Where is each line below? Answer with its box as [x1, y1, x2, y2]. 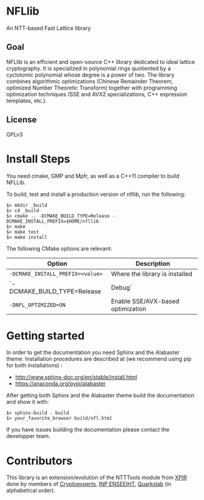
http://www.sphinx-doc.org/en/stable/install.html [15, 373, 138, 381]
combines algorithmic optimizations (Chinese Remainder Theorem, [6, 77, 173, 85]
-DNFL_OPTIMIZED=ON [9, 301, 66, 308]
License [6, 114, 37, 125]
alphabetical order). [6, 487, 56, 494]
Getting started [6, 328, 85, 342]
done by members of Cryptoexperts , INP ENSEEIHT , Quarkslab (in [6, 481, 172, 488]
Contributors [6, 454, 73, 468]
